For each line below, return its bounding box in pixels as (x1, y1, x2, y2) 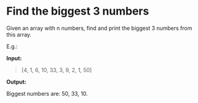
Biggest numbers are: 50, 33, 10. (6, 90, 88, 97)
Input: (6, 54, 22, 62)
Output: (6, 78, 26, 85)
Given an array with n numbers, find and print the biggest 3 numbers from (6, 24, 193, 32)
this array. (6, 30, 32, 38)
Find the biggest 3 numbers (6, 4, 150, 18)
